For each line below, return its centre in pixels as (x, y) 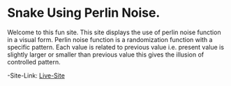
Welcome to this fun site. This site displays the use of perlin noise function (114, 32)
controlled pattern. (34, 62)
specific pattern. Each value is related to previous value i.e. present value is (116, 47)
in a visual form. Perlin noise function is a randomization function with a (110, 39)
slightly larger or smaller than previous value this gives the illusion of (106, 55)
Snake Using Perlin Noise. (84, 13)
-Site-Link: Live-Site (36, 76)
